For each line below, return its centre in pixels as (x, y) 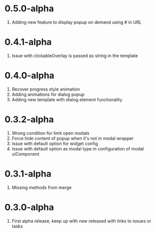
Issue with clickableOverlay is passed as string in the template (75, 56)
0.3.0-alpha (29, 207)
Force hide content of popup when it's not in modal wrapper (73, 138)
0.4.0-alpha (30, 75)
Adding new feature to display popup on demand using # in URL (77, 22)
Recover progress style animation (46, 89)
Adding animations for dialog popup (48, 94)
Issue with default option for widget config (55, 144)
